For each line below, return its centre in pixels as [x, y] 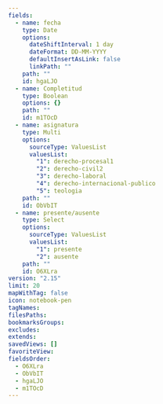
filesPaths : [27, 315]
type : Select [43, 220]
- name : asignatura [47, 125]
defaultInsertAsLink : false [75, 60]
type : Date [40, 30]
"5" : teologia [59, 191]
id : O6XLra [40, 271]
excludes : [24, 330]
